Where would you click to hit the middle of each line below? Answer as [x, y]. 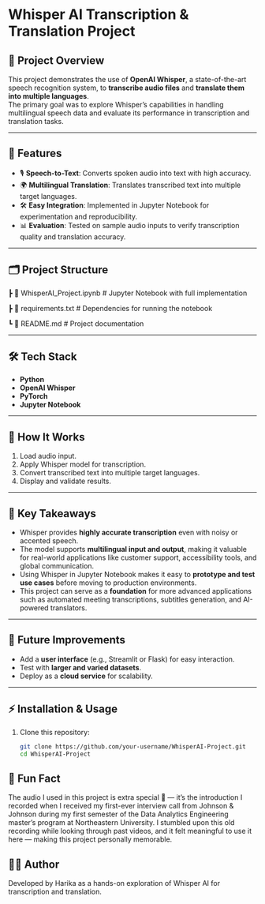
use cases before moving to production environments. [108, 583]
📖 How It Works [47, 437]
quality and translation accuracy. [73, 236]
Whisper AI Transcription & [99, 15]
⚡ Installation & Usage [63, 709]
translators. [69, 608]
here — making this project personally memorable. [90, 839]
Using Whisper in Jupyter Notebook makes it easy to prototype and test [137, 575]
